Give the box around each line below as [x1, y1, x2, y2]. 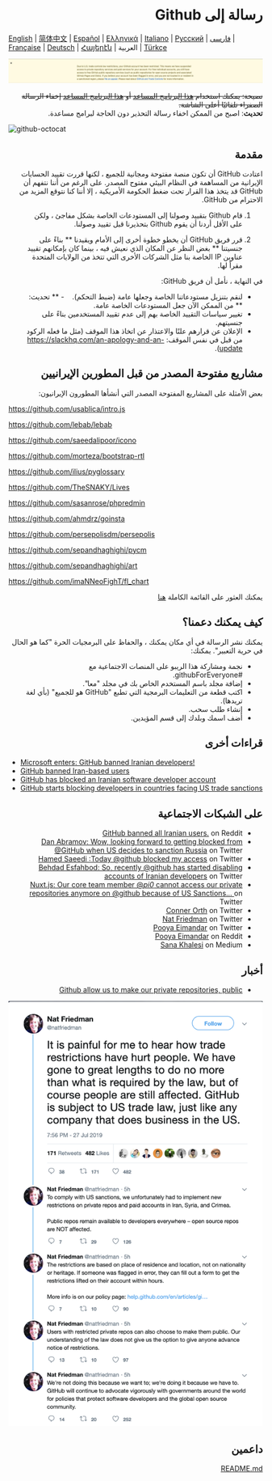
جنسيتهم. [215, 317, 243, 327]
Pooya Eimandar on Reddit [154, 932, 243, 941]
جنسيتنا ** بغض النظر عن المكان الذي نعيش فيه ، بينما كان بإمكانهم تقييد [27, 243, 243, 252]
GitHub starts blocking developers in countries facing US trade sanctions [19, 783, 263, 793]
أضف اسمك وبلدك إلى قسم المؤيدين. [130, 713, 243, 722]
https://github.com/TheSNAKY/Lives [8, 482, 131, 492]
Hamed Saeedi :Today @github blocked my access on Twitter [38, 854, 243, 864]
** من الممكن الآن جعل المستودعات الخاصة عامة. [93, 300, 243, 310]
